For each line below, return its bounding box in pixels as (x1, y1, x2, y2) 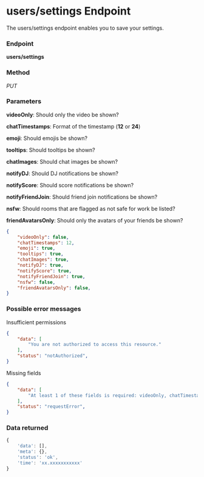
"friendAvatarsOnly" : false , (17, 285, 91, 291)
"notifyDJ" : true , (17, 262, 64, 269)
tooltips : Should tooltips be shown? (6, 146, 95, 153)
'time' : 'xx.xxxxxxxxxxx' (17, 459, 83, 466)
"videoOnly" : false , (17, 234, 69, 240)
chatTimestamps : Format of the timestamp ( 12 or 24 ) (6, 122, 141, 130)
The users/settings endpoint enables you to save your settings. (6, 24, 164, 32)
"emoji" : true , (17, 245, 56, 252)
